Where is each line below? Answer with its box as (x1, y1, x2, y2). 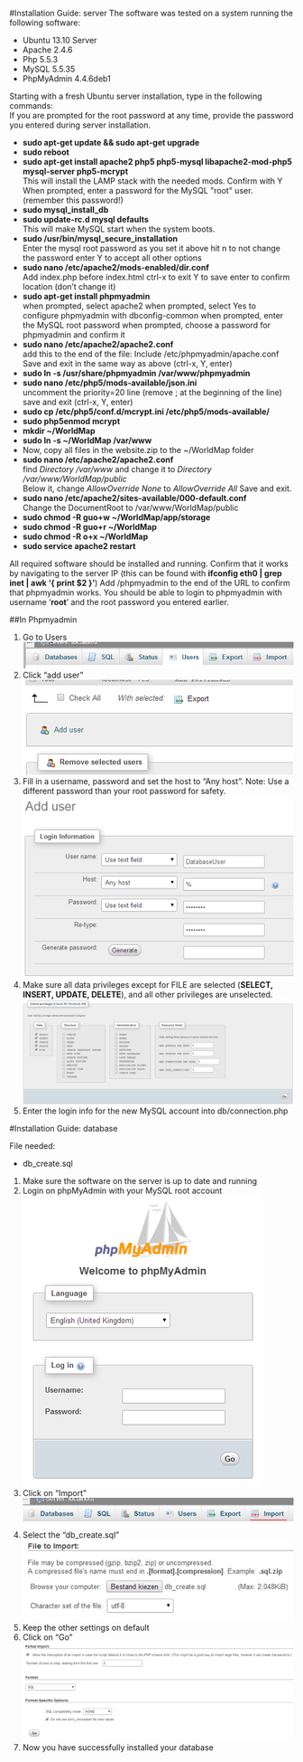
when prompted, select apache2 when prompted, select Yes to (22, 300, 257, 311)
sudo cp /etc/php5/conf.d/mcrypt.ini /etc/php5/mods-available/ (22, 406, 271, 417)
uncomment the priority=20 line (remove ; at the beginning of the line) (22, 387, 282, 397)
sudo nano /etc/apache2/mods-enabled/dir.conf (22, 262, 209, 272)
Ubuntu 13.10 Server (22, 35, 97, 45)
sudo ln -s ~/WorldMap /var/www (22, 435, 152, 446)
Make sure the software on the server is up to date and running (22, 1176, 258, 1187)
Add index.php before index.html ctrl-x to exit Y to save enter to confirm (22, 271, 290, 282)
